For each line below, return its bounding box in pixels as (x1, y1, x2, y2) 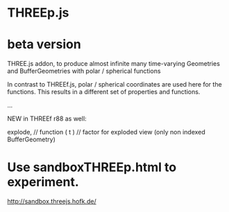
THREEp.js (7, 5, 69, 21)
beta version (7, 37, 81, 53)
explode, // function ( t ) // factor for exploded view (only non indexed (7, 128, 206, 136)
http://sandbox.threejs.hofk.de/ (7, 197, 96, 206)
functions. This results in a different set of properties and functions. (7, 88, 201, 96)
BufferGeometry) (7, 135, 56, 143)
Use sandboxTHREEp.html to (7, 159, 177, 175)
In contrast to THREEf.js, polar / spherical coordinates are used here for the (7, 80, 222, 89)
